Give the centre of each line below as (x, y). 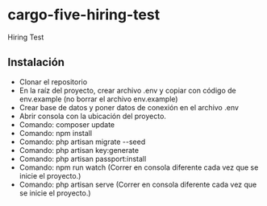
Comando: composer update (67, 124)
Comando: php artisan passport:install (83, 159)
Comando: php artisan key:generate (79, 150)
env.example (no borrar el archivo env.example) (98, 99)
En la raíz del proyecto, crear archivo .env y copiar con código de (127, 90)
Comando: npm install (56, 133)
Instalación (36, 62)
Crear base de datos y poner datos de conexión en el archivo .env (129, 107)
